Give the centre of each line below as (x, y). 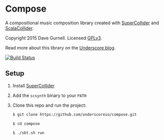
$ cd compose (26, 124)
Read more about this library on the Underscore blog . (60, 48)
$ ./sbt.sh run (28, 133)
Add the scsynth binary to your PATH (49, 95)
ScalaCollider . (20, 28)
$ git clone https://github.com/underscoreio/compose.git (74, 114)
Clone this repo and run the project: (49, 105)
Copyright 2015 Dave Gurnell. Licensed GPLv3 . (54, 38)
